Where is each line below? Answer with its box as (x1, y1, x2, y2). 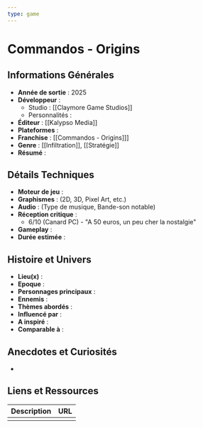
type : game (7, 10, 40, 18)
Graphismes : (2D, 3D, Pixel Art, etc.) (17, 195, 126, 204)
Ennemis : (17, 295, 48, 304)
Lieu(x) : (17, 273, 43, 281)
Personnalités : (28, 111, 72, 119)
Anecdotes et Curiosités (7, 346, 117, 358)
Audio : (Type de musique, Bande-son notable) (17, 203, 156, 212)
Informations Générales (7, 69, 115, 82)
